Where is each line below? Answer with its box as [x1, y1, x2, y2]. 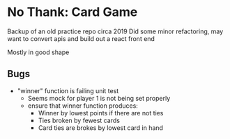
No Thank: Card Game [7, 4, 138, 20]
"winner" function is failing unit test [17, 86, 119, 95]
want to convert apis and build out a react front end [7, 34, 155, 42]
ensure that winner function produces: [27, 101, 138, 110]
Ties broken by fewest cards [38, 116, 121, 124]
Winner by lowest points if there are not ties [38, 108, 164, 117]
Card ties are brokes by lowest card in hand [38, 123, 164, 132]
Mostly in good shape [7, 48, 70, 56]
